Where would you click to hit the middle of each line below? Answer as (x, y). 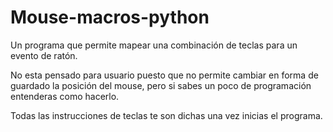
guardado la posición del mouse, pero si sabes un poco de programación (161, 85)
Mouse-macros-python (110, 17)
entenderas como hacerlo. (65, 96)
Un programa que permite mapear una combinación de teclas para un (154, 45)
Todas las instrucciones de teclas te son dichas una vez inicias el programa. (166, 115)
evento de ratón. (44, 55)
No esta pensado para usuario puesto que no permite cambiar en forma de (164, 75)
